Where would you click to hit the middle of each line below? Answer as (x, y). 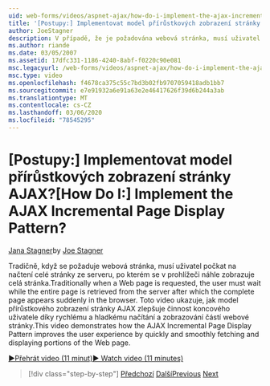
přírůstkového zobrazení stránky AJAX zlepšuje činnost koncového (119, 308)
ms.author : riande (39, 46)
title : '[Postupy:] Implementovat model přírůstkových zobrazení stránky (135, 23)
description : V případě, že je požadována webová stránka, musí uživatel (135, 38)
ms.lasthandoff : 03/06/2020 (55, 113)
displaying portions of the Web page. (70, 343)
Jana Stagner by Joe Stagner (56, 250)
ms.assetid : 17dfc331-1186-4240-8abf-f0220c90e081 (95, 61)
